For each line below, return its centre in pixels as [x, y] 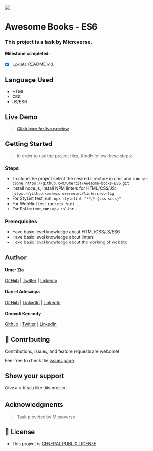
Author [16, 257]
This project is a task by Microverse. [49, 42]
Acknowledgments [34, 405]
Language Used [29, 80]
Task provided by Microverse [46, 417]
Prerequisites [21, 222]
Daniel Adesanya [23, 291]
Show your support [35, 376]
